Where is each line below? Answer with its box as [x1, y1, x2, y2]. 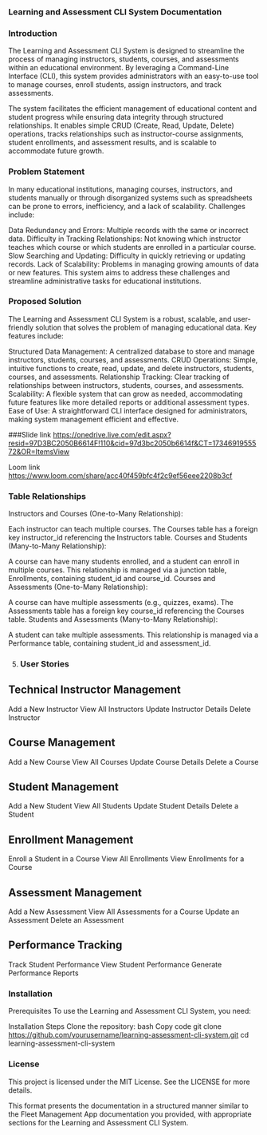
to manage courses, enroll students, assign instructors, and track [8, 80, 222, 89]
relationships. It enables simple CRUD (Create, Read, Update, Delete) [8, 121, 235, 130]
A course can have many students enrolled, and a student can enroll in [8, 557, 240, 567]
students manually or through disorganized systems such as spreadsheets [8, 192, 253, 202]
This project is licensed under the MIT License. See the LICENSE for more [8, 1077, 250, 1086]
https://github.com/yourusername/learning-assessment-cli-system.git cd [8, 1030, 249, 1040]
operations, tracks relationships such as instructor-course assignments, [8, 129, 245, 139]
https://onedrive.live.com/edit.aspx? [53, 429, 171, 439]
